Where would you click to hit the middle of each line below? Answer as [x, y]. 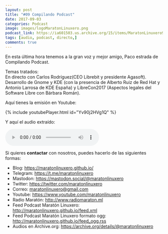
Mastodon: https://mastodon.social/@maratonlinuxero [68, 178]
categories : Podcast [27, 24]
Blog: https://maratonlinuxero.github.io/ [53, 167]
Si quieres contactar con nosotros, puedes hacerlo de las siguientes [76, 152]
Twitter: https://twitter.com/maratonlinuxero [57, 183]
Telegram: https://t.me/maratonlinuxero [53, 173]
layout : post [19, 10]
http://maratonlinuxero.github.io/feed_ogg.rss [59, 221]
